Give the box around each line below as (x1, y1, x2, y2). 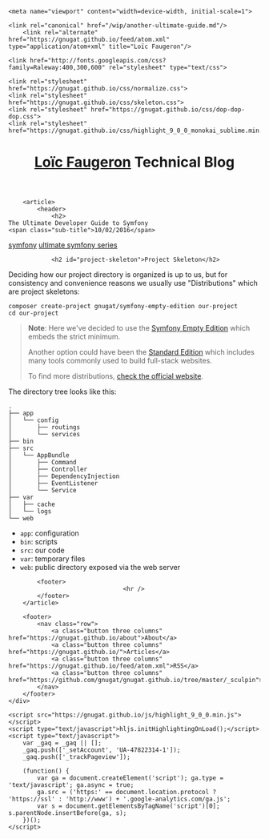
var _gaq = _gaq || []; (22, 739, 102, 748)
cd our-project (8, 309, 59, 318)
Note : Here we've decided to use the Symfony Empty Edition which (27, 323, 251, 333)
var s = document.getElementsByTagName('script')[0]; (37, 802, 220, 810)
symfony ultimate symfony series (8, 240, 118, 250)
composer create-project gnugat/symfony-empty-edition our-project (8, 303, 239, 311)
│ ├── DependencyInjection (8, 472, 120, 480)
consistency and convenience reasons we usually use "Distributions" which (8, 279, 258, 288)
